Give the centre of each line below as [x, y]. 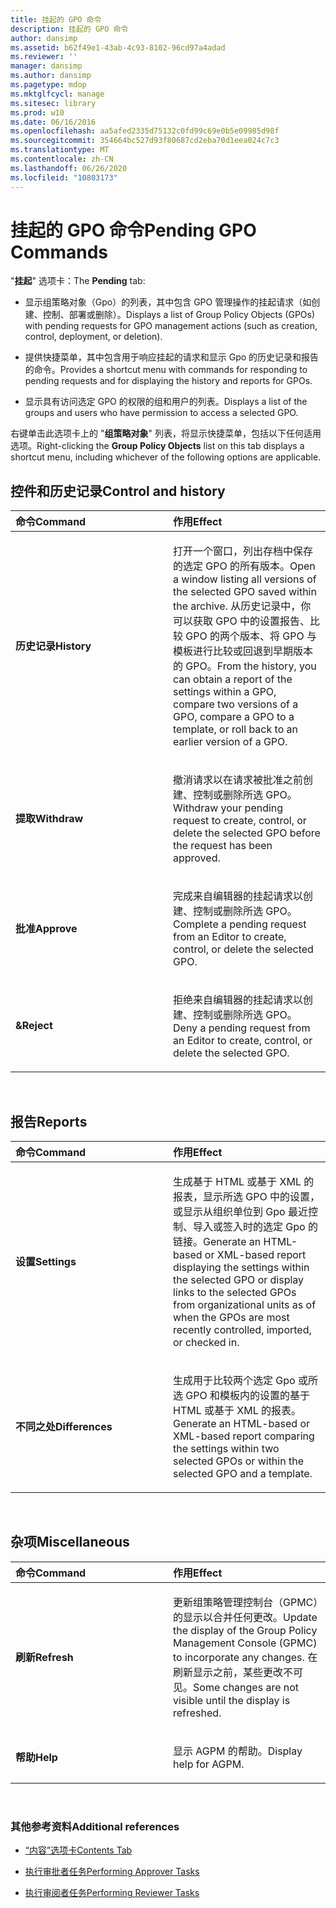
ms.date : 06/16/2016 [53, 122]
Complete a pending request [240, 924]
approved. [197, 858]
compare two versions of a [236, 704]
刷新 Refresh [44, 1657]
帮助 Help [36, 1757]
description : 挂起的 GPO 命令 [69, 29]
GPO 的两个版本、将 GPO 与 [251, 636]
